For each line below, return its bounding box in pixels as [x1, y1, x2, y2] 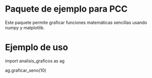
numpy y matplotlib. [5, 24, 45, 30]
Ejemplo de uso [5, 42, 68, 53]
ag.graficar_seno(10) [5, 67, 47, 73]
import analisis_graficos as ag [5, 58, 65, 64]
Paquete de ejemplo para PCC [5, 3, 128, 15]
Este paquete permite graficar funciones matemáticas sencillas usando [5, 19, 147, 25]
